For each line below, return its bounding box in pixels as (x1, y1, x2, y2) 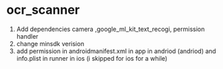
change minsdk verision (16, 39, 85, 48)
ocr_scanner (6, 2, 81, 18)
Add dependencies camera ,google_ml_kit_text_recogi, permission (16, 25, 205, 33)
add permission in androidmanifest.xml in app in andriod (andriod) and (16, 47, 216, 55)
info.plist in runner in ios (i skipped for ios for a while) (16, 54, 168, 62)
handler (16, 32, 39, 40)
